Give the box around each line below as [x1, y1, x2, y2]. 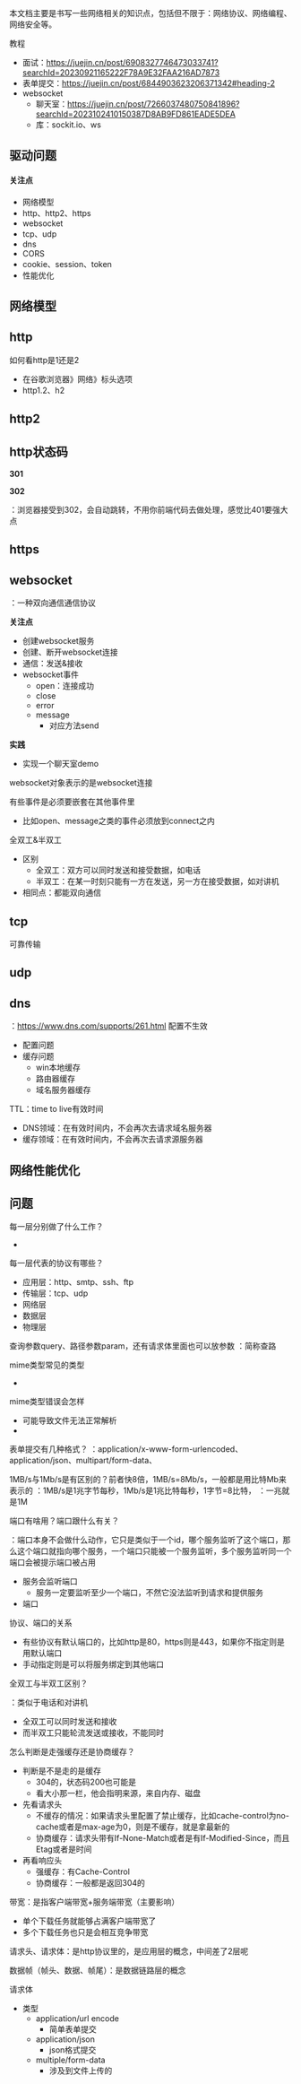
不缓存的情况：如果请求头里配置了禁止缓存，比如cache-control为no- [35, 1810, 289, 1821]
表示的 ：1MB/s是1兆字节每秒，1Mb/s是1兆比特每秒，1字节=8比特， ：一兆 [9, 1485, 282, 1496]
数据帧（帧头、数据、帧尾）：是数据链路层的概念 [9, 1965, 186, 1975]
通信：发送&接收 [21, 658, 83, 669]
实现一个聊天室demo [21, 759, 99, 769]
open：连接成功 [35, 681, 94, 691]
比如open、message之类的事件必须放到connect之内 [21, 815, 215, 827]
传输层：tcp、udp [21, 1288, 89, 1298]
